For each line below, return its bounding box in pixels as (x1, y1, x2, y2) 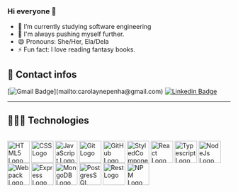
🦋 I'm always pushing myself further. (17, 30, 125, 38)
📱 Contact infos (7, 68, 77, 80)
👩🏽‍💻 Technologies (7, 114, 90, 126)
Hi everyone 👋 (7, 6, 57, 16)
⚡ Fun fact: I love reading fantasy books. (17, 45, 136, 54)
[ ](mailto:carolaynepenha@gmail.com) (7, 88, 164, 96)
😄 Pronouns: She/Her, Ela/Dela (17, 37, 109, 46)
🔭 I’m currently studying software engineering (17, 23, 152, 31)
